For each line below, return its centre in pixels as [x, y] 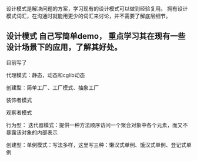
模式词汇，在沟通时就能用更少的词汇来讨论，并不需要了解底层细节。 [89, 16]
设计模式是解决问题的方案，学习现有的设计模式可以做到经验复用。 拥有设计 [97, 9]
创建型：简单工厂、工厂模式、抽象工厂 [52, 88]
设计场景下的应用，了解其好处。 [64, 47]
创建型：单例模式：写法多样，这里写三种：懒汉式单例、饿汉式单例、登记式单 [99, 145]
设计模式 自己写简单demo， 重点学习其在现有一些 [96, 36]
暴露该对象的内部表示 [32, 132]
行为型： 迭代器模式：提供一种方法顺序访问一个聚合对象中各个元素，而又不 [97, 125]
